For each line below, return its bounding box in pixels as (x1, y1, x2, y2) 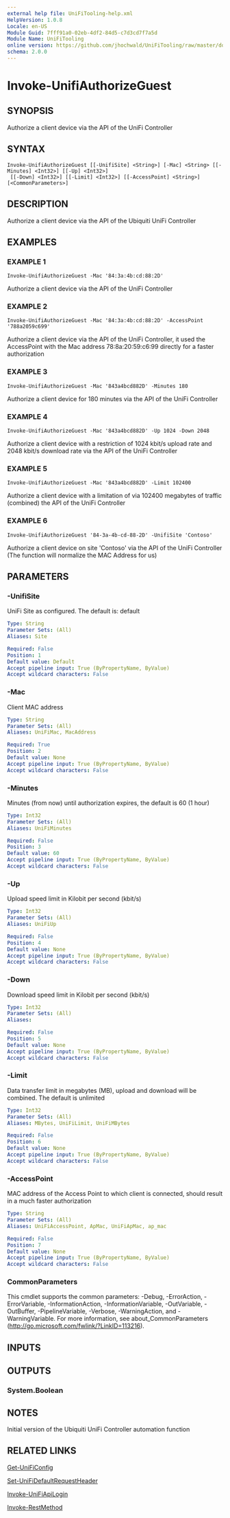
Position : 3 (7, 843, 41, 850)
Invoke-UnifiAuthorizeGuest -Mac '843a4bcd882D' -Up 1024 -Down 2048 (7, 427, 210, 435)
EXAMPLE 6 (7, 516, 48, 525)
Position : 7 (7, 1241, 41, 1249)
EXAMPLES (7, 236, 57, 248)
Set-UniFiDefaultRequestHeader (7, 1476, 98, 1484)
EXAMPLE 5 (7, 464, 48, 473)
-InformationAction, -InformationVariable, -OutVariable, (47, 1300, 203, 1309)
